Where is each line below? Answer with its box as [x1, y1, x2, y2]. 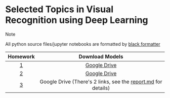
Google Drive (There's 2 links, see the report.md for [39, 78, 162, 85]
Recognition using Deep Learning [5, 14, 148, 26]
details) [92, 84, 110, 91]
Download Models [78, 53, 123, 60]
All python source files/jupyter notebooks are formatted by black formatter [5, 41, 160, 47]
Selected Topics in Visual [5, 4, 114, 15]
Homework [8, 53, 35, 60]
